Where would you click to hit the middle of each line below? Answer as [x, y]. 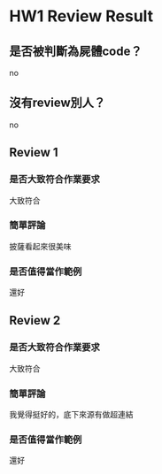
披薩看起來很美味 [40, 246]
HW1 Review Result [81, 16]
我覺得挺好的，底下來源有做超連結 [71, 415]
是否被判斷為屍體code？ [76, 51]
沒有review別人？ [58, 103]
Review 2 [35, 321]
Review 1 [34, 153]
